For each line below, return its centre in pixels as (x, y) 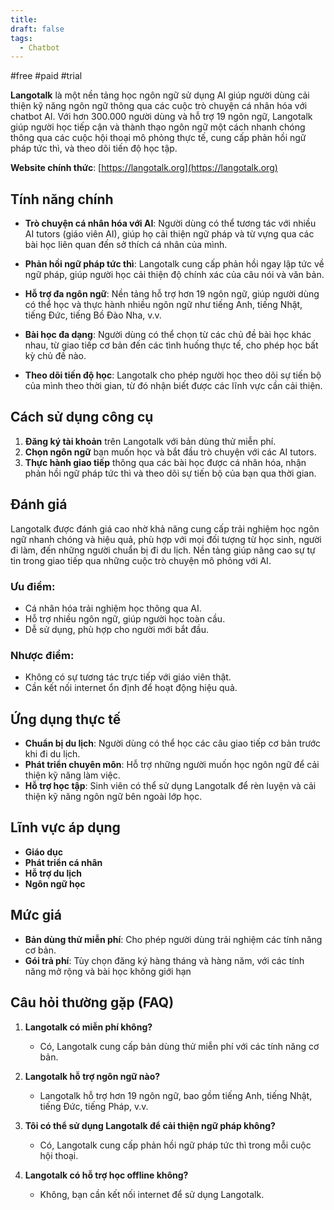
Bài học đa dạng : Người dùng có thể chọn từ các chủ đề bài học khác (168, 335)
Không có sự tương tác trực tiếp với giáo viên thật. (128, 677)
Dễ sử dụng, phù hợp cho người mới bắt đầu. (117, 629)
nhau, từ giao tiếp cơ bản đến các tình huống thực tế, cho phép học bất (171, 345)
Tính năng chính (62, 199)
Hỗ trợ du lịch (53, 873)
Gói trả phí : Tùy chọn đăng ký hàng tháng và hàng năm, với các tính (164, 960)
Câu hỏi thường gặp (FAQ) (92, 1002)
